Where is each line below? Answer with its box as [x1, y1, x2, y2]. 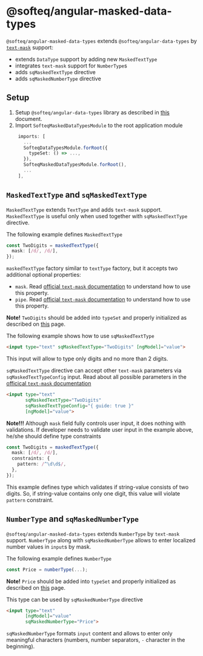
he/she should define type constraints [6, 432, 101, 440]
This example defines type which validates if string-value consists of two [6, 483, 189, 491]
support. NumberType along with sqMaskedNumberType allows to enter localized [6, 536, 196, 544]
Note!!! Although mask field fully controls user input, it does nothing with [6, 419, 186, 427]
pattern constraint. [6, 496, 54, 503]
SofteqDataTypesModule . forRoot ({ [23, 145, 108, 151]
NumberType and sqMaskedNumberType [6, 514, 139, 524]
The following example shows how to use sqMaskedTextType [6, 333, 155, 340]
